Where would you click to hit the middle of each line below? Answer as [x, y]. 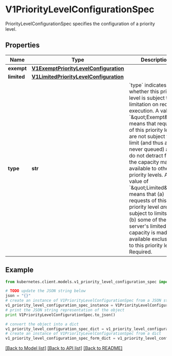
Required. [141, 251]
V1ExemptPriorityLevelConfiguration [78, 68]
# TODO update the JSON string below [46, 291]
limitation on [144, 104]
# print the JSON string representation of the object [65, 310]
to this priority [146, 245]
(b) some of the [147, 220]
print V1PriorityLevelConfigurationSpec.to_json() [60, 315]
